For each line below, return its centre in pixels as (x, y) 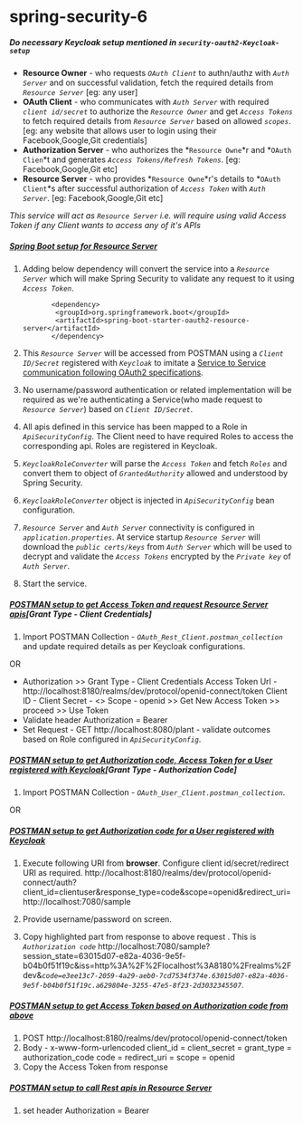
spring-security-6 (78, 17)
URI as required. (52, 873)
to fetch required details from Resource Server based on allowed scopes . (156, 121)
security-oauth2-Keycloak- (229, 43)
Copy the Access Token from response (95, 1067)
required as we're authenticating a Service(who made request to (142, 399)
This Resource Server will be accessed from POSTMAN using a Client (153, 353)
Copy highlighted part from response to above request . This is (139, 937)
